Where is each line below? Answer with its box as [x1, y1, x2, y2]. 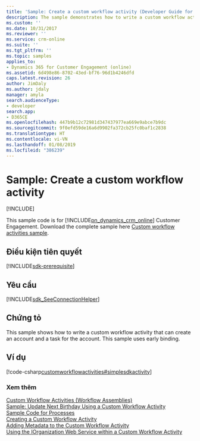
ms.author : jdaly [6, 86, 49, 92]
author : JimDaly [6, 81, 46, 87]
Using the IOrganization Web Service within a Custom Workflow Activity [6, 428, 183, 435]
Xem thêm [6, 383, 37, 391]
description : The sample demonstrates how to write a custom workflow [6, 14, 185, 20]
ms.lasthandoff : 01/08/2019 [6, 141, 76, 148]
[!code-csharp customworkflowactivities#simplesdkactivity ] [6, 368, 152, 375]
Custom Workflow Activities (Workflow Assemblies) [6, 396, 133, 403]
